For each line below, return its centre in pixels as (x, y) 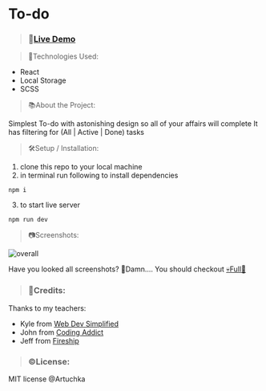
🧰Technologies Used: (63, 56)
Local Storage (43, 80)
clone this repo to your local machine (81, 167)
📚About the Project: (62, 105)
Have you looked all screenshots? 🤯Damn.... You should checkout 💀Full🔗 (127, 269)
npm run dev (28, 220)
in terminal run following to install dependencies (99, 175)
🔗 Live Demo (52, 39)
